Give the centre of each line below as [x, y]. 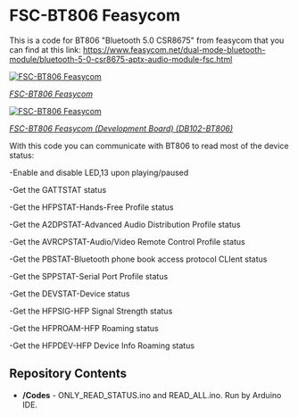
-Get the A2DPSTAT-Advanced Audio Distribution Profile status [125, 224]
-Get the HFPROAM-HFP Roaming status [84, 328]
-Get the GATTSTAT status [58, 189]
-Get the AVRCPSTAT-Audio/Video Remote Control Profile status [127, 241]
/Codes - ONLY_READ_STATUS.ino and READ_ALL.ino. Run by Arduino [152, 395]
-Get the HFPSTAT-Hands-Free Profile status [91, 207]
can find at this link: [46, 49]
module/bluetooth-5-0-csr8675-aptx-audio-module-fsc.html [121, 59]
